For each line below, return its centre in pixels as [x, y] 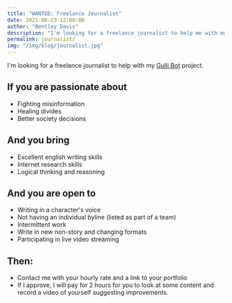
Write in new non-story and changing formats [82, 232]
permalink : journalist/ [41, 39]
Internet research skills [50, 164]
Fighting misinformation [51, 104]
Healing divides [39, 111]
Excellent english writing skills [60, 157]
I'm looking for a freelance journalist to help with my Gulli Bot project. [105, 65]
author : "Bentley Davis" [43, 26]
